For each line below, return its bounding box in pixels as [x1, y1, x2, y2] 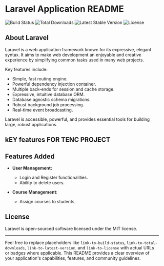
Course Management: [12, 189, 58, 195]
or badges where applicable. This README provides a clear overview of [5, 250, 150, 256]
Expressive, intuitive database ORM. [12, 91, 85, 97]
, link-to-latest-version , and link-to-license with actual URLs [24, 245, 155, 250]
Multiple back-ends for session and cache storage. [12, 86, 115, 92]
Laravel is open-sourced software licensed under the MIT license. [5, 226, 138, 231]
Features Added [5, 152, 55, 160]
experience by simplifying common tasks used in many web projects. [5, 57, 144, 63]
